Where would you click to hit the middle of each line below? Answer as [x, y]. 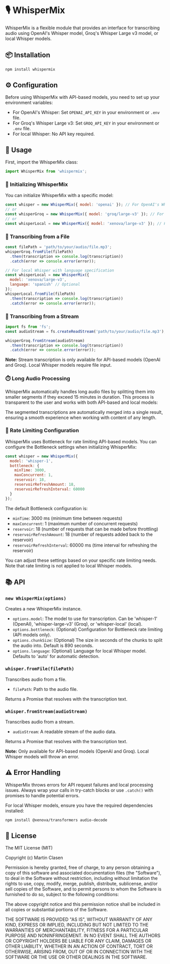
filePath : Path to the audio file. [45, 689]
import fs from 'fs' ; [28, 327]
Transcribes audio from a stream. [40, 722]
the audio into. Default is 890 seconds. [53, 646]
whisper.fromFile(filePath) [40, 669]
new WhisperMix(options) [36, 598]
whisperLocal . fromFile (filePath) [40, 294]
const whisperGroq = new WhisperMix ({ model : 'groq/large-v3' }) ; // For [85, 214]
